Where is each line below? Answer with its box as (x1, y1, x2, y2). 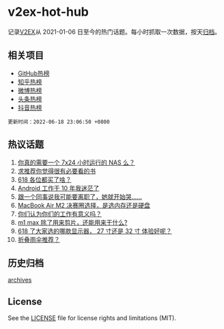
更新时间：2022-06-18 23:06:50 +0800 (8, 118, 110, 125)
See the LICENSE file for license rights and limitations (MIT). (8, 314, 177, 322)
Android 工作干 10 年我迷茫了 (17, 184, 100, 192)
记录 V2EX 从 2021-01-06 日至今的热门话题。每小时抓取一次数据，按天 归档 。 (8, 27, 221, 36)
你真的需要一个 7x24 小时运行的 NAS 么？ (17, 158, 135, 167)
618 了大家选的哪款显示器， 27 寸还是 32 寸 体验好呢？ (17, 227, 173, 235)
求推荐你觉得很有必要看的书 (17, 167, 96, 175)
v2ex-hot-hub (8, 4, 89, 20)
